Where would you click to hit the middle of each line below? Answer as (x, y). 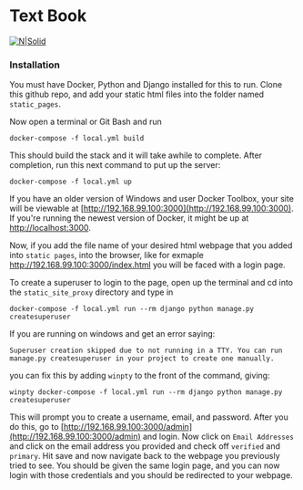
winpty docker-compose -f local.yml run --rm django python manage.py (146, 392)
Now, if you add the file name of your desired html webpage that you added (151, 245)
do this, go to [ (37, 427)
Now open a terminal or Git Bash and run (86, 122)
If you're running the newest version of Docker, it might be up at (129, 218)
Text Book (48, 16)
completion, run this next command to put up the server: (115, 165)
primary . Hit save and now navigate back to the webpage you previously (145, 456)
